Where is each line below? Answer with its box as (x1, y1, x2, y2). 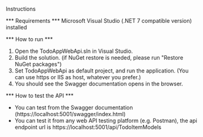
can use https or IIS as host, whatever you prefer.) (14, 74, 142, 80)
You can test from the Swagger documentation (14, 104, 133, 111)
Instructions (6, 6, 36, 12)
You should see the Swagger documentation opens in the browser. (14, 80, 183, 87)
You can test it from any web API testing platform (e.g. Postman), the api (14, 117, 197, 124)
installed (6, 24, 28, 31)
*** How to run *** (6, 36, 53, 42)
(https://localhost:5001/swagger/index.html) (14, 111, 126, 117)
